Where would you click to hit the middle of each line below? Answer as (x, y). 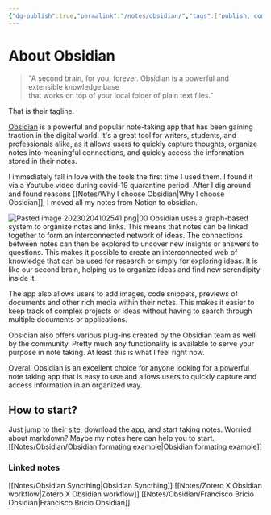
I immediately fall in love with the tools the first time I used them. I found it (131, 176)
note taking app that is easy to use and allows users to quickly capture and (133, 376)
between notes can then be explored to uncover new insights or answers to (134, 244)
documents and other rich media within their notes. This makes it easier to (131, 302)
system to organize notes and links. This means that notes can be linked (128, 226)
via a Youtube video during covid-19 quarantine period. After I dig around (130, 185)
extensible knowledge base (73, 86)
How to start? (43, 410)
